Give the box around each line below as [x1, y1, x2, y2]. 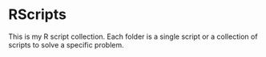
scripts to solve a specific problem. [8, 40, 124, 49]
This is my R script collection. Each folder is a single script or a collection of [8, 32, 258, 41]
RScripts [8, 6, 66, 24]
